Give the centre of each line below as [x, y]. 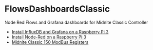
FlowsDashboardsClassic [57, 9]
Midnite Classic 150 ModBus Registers [50, 42]
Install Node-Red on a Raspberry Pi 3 [49, 37]
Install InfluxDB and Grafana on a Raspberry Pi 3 [60, 32]
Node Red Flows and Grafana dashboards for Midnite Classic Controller [76, 22]
